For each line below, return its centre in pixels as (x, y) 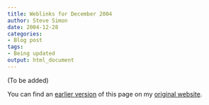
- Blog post (25, 40)
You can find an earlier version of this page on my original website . (105, 94)
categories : (25, 34)
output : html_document (41, 60)
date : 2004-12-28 (33, 27)
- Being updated (31, 54)
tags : (15, 47)
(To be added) (28, 80)
